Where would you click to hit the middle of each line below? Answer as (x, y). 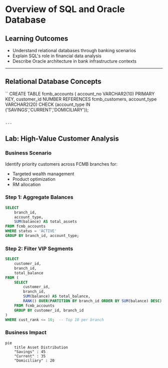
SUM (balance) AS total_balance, (57, 296)
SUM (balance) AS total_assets (46, 222)
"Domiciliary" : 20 (34, 360)
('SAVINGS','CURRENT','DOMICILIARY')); (47, 109)
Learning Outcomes (37, 38)
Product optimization (34, 179)
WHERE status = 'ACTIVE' (31, 231)
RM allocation (26, 184)
